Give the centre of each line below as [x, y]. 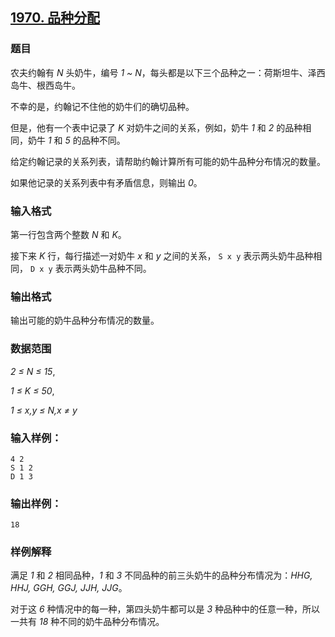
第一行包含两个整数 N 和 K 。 [68, 234]
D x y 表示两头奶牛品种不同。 [90, 268]
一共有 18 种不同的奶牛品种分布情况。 [87, 622]
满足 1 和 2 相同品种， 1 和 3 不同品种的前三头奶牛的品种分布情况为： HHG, [161, 575]
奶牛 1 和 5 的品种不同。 [76, 140]
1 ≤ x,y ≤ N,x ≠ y [44, 410]
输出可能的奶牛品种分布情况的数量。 [85, 320]
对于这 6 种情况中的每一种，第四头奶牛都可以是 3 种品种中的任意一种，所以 [165, 609]
